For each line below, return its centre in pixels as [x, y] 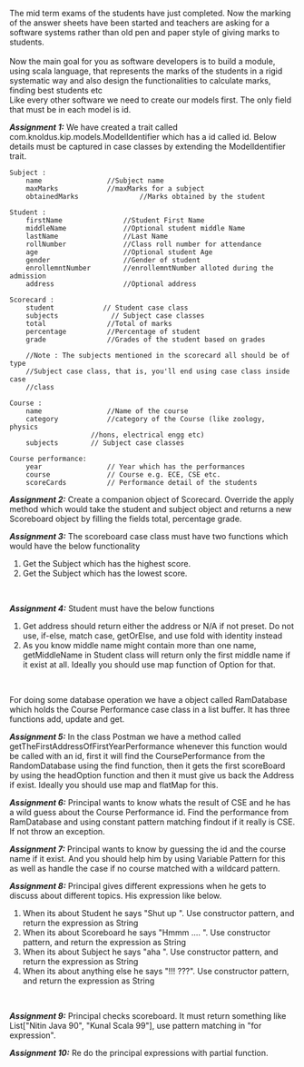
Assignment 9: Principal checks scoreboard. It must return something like [148, 1016]
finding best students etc [56, 90]
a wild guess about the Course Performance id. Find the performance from [149, 812]
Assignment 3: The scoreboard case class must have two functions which [149, 536]
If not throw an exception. [58, 831]
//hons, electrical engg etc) [147, 435]
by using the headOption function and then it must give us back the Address [152, 775]
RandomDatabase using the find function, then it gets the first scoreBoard [147, 766]
